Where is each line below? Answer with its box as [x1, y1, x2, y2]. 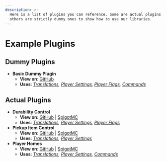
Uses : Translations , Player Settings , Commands [19, 151, 118, 157]
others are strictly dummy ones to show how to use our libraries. [9, 16, 153, 21]
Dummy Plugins [5, 58, 55, 66]
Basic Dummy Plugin [12, 71, 56, 77]
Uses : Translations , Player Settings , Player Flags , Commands [19, 81, 146, 87]
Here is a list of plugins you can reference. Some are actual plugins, [9, 12, 164, 17]
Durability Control [12, 109, 51, 115]
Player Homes [12, 141, 42, 147]
